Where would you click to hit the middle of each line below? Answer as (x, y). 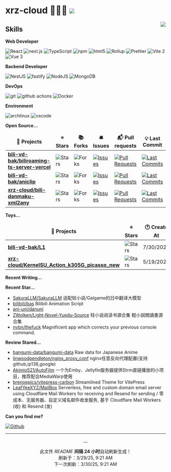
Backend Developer (26, 66)
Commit (152, 144)
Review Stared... (23, 342)
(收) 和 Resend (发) (32, 406)
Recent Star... (20, 287)
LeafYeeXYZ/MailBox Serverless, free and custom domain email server (87, 388)
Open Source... (22, 126)
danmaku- (21, 196)
